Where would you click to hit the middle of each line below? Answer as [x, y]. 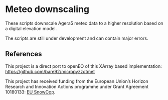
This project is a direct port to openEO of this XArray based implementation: [83, 66]
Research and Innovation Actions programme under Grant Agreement [77, 86]
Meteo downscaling [47, 9]
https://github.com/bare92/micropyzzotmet [50, 71]
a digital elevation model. [31, 28]
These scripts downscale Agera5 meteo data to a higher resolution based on [84, 23]
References [24, 54]
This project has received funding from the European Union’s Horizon [77, 81]
